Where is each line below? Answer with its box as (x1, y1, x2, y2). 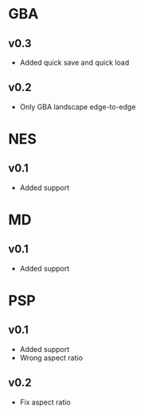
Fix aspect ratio (19, 397, 72, 407)
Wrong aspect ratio (19, 353, 84, 362)
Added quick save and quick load (19, 57, 130, 67)
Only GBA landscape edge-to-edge (19, 101, 137, 112)
